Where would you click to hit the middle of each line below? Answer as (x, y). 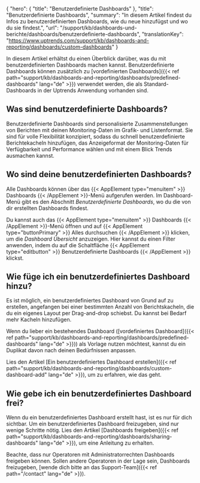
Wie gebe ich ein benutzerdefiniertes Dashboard (99, 393)
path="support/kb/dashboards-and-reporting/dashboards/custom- (89, 368)
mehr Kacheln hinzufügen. (39, 320)
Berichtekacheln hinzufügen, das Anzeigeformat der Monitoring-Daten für (97, 143)
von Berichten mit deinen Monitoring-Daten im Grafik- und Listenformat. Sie (100, 130)
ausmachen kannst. (31, 155)
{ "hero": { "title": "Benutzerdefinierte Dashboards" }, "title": (80, 9)
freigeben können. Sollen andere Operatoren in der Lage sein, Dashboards (98, 461)
